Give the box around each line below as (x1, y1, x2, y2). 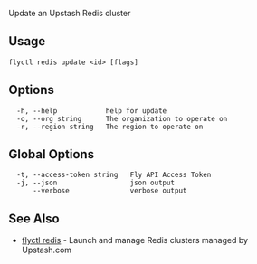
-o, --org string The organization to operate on (16, 114, 228, 123)
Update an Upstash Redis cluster (8, 8, 131, 18)
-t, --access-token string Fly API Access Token (16, 171, 212, 180)
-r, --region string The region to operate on (16, 122, 204, 131)
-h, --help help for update (16, 106, 167, 116)
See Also (8, 211, 60, 226)
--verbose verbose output (32, 186, 187, 195)
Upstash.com (21, 244, 72, 256)
